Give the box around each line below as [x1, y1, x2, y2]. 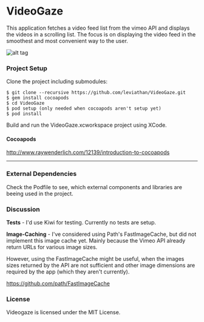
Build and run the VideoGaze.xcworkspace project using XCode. [6, 121, 167, 129]
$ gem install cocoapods [6, 95, 69, 101]
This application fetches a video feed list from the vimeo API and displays [6, 24, 190, 32]
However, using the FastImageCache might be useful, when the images [6, 255, 185, 263]
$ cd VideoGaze [6, 100, 45, 107]
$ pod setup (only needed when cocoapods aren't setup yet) [6, 106, 162, 112]
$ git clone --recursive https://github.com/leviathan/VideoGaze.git [6, 90, 186, 96]
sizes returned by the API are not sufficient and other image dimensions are [6, 262, 195, 269]
